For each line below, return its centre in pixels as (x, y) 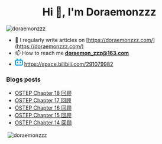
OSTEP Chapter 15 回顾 (43, 116)
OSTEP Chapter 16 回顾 (43, 108)
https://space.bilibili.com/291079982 (69, 64)
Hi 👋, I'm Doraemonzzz (99, 12)
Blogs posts (24, 79)
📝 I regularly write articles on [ (51, 40)
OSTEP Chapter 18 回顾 (43, 93)
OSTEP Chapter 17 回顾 (43, 101)
